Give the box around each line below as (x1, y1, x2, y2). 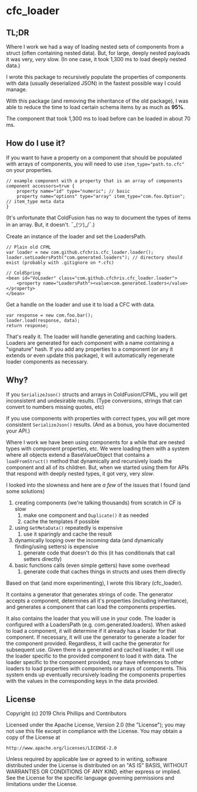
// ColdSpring (6, 270, 41, 276)
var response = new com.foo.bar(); (6, 312, 94, 318)
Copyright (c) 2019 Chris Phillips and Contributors (6, 710, 127, 717)
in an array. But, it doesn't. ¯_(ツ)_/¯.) (6, 221, 95, 228)
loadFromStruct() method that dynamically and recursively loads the (6, 457, 172, 464)
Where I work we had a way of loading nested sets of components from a (6, 43, 184, 50)
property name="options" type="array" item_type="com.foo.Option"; (16, 193, 185, 199)
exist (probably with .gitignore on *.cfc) (6, 259, 115, 266)
